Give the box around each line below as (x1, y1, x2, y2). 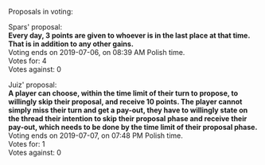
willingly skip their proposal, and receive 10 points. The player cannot (8, 97, 243, 106)
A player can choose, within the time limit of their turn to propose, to (8, 88, 239, 98)
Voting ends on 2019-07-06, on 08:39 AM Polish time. (8, 48, 185, 57)
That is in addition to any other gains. (8, 39, 134, 49)
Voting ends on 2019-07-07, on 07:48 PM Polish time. (8, 131, 183, 140)
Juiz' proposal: (8, 80, 57, 89)
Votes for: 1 (8, 139, 45, 148)
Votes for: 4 (8, 56, 47, 65)
